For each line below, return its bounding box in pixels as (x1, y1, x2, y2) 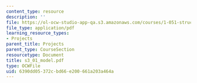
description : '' (6, 14, 46, 20)
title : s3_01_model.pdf (6, 57, 64, 63)
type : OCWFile (6, 63, 41, 69)
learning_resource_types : (6, 30, 69, 36)
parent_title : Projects (6, 41, 64, 47)
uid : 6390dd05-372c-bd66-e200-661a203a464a (6, 68, 114, 74)
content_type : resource (6, 8, 64, 15)
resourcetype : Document (6, 52, 64, 58)
